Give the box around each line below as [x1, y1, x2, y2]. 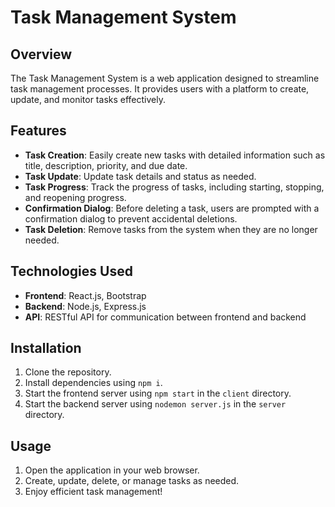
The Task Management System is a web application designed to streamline [10, 72, 320, 84]
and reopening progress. [24, 191, 127, 203]
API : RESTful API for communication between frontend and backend [24, 311, 307, 323]
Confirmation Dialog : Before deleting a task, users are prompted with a [24, 202, 320, 214]
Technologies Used [10, 263, 133, 280]
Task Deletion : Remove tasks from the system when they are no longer [24, 223, 318, 235]
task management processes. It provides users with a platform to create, [10, 83, 310, 95]
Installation [10, 340, 82, 357]
